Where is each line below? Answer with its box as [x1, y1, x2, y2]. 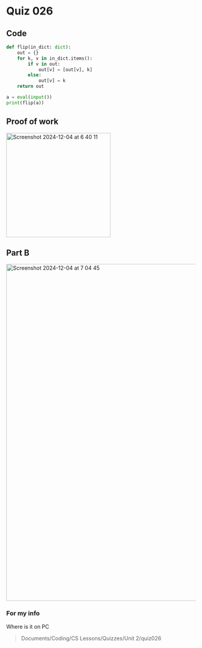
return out [17, 83, 44, 90]
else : [28, 72, 42, 78]
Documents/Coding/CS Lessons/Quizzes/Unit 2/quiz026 [20, 634, 162, 642]
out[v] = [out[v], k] [38, 66, 93, 73]
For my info [6, 609, 40, 618]
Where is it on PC [6, 623, 49, 630]
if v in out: [28, 61, 61, 67]
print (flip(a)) [6, 99, 44, 106]
